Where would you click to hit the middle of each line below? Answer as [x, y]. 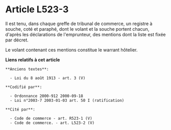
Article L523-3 [37, 9]
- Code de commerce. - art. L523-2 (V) [52, 123]
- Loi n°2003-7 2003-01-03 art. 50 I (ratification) [67, 100]
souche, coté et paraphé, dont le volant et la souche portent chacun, [77, 29]
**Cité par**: [20, 109]
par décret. [17, 40]
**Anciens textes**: [27, 69]
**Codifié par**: [24, 87]
